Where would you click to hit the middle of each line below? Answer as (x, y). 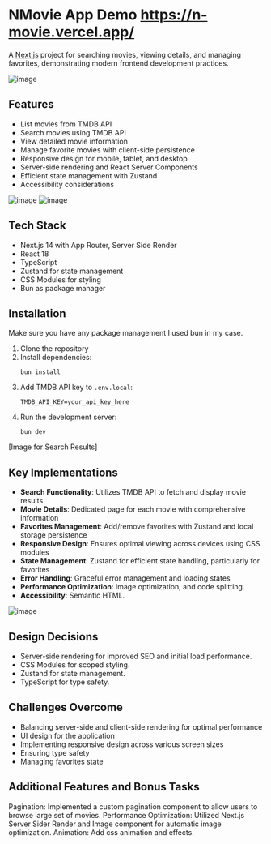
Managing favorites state (61, 761)
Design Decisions (53, 637)
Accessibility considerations (67, 184)
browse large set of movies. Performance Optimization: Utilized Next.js (127, 815)
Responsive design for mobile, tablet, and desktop (104, 158)
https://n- (174, 15)
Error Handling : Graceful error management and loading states (125, 578)
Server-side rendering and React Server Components (109, 167)
